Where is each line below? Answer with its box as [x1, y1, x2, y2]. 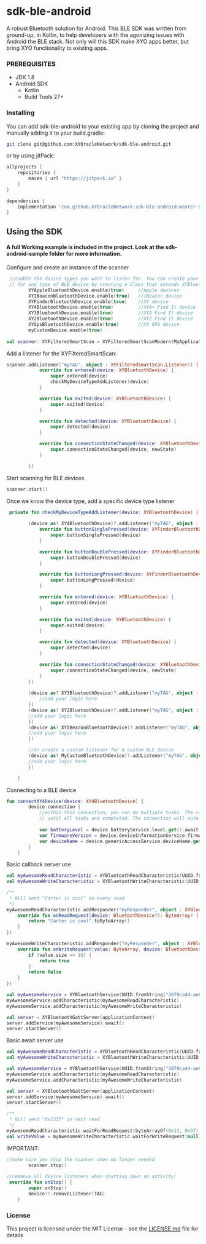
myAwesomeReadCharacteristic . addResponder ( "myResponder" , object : [6, 906, 183, 913]
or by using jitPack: [6, 152, 55, 159]
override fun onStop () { [9, 1179, 72, 1186]
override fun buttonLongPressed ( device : [39, 571, 144, 577]
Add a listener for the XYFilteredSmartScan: [6, 349, 117, 357]
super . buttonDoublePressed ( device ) [50, 555, 141, 561]
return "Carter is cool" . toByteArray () [28, 918, 131, 924]
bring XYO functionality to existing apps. [6, 44, 109, 52]
